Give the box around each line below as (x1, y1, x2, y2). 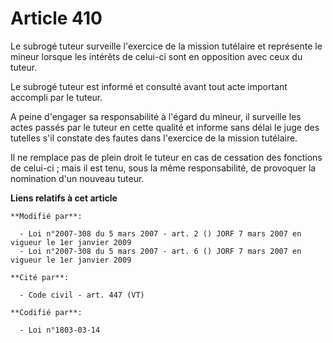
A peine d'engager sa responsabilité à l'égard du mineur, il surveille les (10, 110, 302, 122)
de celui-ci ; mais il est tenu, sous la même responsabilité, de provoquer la (10, 162, 317, 174)
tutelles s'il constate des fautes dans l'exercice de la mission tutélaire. (10, 132, 298, 144)
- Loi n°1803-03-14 (19, 325, 101, 335)
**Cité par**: (10, 272, 70, 282)
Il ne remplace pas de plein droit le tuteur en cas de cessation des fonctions (10, 151, 323, 163)
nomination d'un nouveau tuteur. (10, 172, 145, 184)
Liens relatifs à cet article (10, 192, 118, 204)
